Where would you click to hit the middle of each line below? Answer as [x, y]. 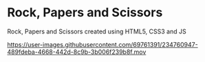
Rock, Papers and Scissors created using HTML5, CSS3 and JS [97, 31]
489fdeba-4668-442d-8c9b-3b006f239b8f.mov [77, 52]
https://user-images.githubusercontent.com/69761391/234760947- [102, 44]
